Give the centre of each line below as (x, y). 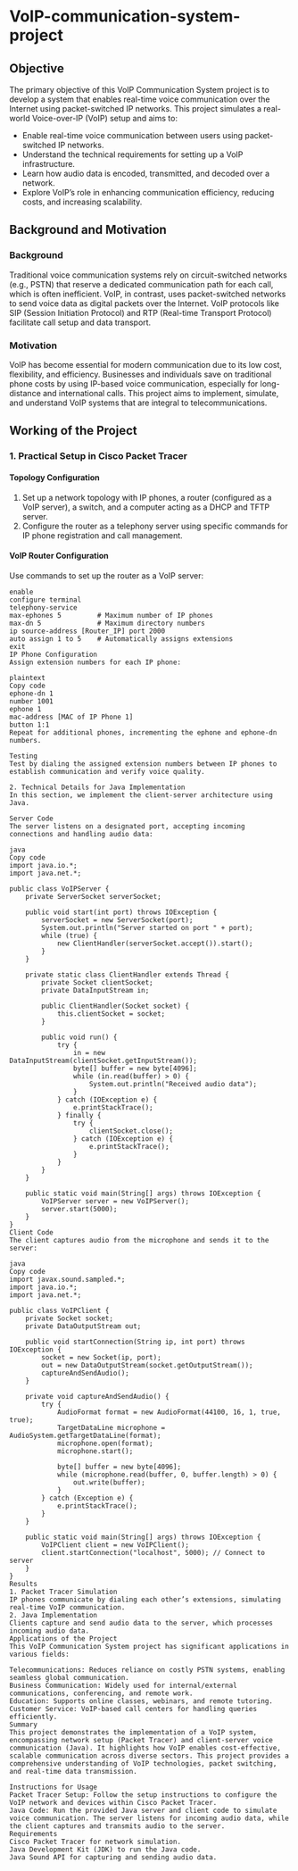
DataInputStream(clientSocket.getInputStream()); (103, 1060)
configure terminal (46, 600)
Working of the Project (73, 431)
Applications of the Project (63, 1638)
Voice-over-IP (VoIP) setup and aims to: (105, 118)
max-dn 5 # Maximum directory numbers (107, 623)
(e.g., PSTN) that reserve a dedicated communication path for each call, (141, 284)
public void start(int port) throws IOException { (121, 912)
